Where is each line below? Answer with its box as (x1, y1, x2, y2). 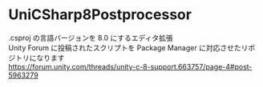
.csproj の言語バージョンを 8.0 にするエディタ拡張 (8, 33, 174, 42)
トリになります (14, 53, 65, 62)
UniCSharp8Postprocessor (8, 6, 192, 24)
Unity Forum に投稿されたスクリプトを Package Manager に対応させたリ (8, 42, 249, 53)
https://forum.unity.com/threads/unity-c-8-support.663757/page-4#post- (8, 61, 253, 71)
